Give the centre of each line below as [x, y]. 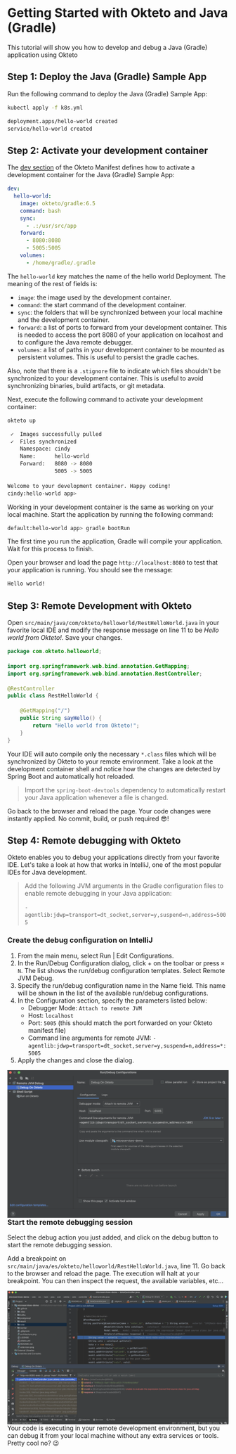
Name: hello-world [55, 456]
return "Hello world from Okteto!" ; [86, 726]
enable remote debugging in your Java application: [98, 894]
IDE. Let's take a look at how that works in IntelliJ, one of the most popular [114, 865]
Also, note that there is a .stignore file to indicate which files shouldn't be [114, 371]
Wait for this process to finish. [51, 549]
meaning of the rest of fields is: [52, 283]
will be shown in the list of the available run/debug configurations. [113, 993]
